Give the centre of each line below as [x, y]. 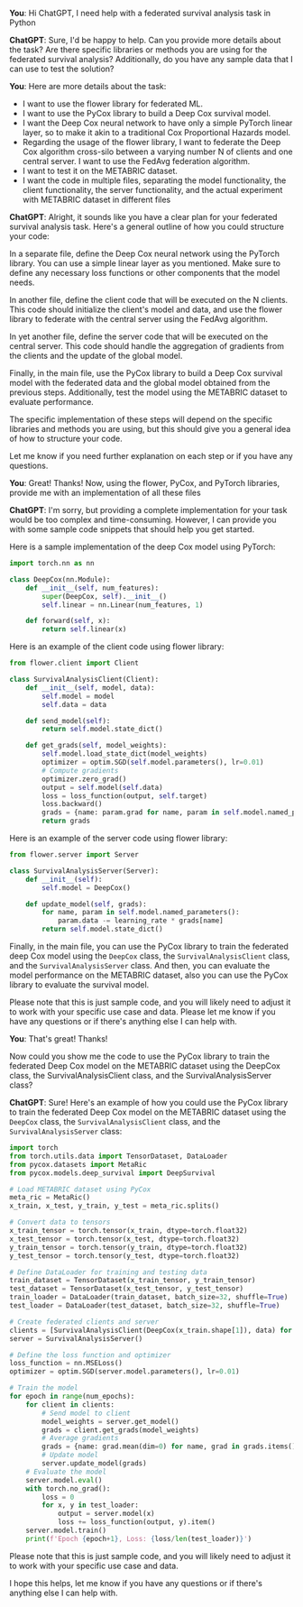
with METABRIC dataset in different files [96, 199]
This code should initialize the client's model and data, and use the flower [146, 309]
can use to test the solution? [62, 69]
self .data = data [74, 704]
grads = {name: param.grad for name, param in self [141, 813]
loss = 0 [58, 1497]
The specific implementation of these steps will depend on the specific [141, 419]
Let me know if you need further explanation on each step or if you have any [151, 456]
